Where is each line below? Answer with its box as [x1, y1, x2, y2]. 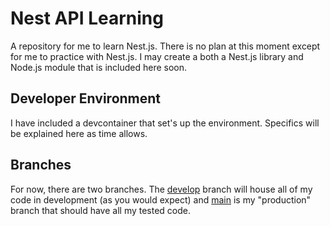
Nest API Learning [10, 7, 164, 30]
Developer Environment [10, 90, 162, 107]
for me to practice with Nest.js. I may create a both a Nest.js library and [10, 50, 304, 62]
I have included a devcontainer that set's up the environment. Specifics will [10, 117, 320, 129]
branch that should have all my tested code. [10, 204, 192, 216]
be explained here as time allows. [10, 127, 148, 139]
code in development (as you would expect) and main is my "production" [10, 193, 312, 206]
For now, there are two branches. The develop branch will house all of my [10, 183, 313, 195]
